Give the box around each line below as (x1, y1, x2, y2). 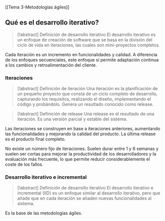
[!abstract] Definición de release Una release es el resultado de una (17, 111, 155, 117)
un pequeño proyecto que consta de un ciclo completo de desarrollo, (17, 91, 158, 97)
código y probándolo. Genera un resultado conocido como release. (17, 101, 154, 108)
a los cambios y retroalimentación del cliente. (5, 62, 97, 68)
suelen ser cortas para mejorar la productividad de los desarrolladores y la (5, 151, 157, 157)
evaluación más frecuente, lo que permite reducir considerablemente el (5, 156, 150, 162)
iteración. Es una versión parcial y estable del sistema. (17, 116, 128, 122)
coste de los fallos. (5, 161, 43, 167)
